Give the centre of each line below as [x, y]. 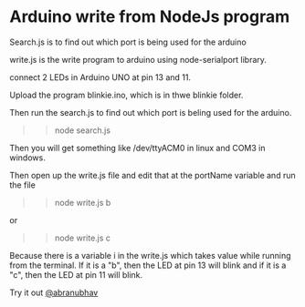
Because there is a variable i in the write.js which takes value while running [150, 255]
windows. [27, 158]
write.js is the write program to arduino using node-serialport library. [138, 59]
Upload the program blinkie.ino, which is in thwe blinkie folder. [126, 95]
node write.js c [83, 238]
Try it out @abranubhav [54, 292]
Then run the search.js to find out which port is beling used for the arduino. [151, 112]
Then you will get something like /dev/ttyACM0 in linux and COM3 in [138, 148]
